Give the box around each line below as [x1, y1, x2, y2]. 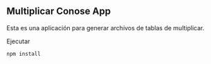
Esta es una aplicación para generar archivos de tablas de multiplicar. [6, 23, 205, 32]
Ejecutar [6, 37, 30, 45]
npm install [6, 50, 41, 57]
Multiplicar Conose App [6, 6, 111, 17]
